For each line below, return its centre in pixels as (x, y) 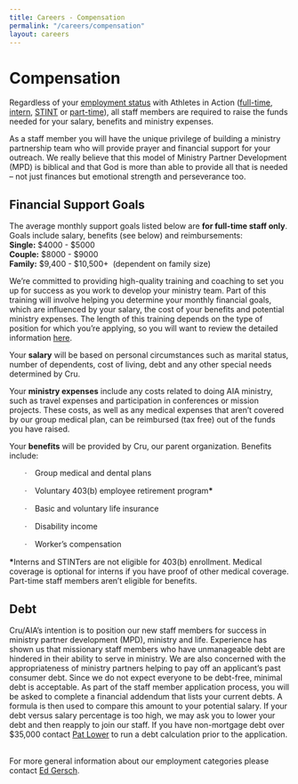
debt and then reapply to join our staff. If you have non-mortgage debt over (147, 724)
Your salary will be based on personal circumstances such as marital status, (149, 355)
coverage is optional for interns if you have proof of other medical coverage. (149, 571)
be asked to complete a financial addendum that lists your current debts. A (146, 696)
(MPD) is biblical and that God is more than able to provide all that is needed (149, 167)
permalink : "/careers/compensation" (77, 26)
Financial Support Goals (77, 204)
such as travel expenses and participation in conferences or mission (134, 400)
